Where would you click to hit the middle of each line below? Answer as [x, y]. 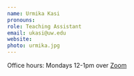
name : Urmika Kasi [33, 13]
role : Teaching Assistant [44, 26]
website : [20, 39]
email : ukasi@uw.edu [37, 33]
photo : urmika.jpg [33, 46]
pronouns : [21, 20]
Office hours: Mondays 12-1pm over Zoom [67, 65]
